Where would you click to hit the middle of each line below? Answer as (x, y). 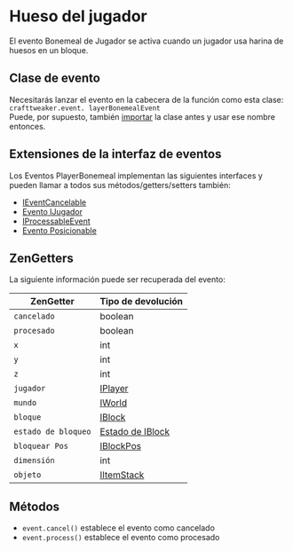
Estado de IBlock (135, 432)
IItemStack (122, 475)
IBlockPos (121, 446)
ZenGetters (41, 258)
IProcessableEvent (56, 221)
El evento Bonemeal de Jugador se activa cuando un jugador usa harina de (146, 41)
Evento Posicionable (59, 230)
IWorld (113, 403)
